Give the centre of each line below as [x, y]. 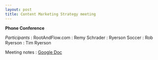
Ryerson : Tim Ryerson [28, 42]
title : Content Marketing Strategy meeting [51, 14]
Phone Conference [25, 28]
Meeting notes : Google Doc [34, 52]
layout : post [19, 10]
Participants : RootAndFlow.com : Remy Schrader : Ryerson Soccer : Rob [79, 38]
